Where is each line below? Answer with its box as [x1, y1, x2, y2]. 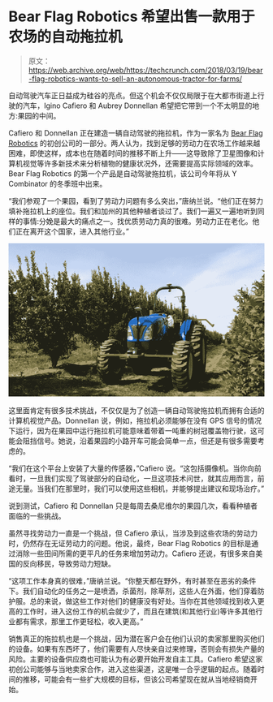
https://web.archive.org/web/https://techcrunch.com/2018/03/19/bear [28, 65, 263, 75]
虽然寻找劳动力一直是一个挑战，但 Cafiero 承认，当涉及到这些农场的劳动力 [8, 528, 258, 538]
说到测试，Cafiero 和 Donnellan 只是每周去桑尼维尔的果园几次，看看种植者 [8, 501, 258, 510]
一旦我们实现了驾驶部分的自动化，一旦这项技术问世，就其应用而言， [29, 473, 258, 483]
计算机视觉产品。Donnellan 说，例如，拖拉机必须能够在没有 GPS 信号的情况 [8, 416, 262, 425]
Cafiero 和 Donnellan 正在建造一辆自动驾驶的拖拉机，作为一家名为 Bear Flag [8, 127, 263, 138]
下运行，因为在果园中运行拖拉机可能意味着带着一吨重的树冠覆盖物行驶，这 [8, 425, 258, 435]
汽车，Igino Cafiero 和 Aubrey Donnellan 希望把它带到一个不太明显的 [22, 101, 253, 110]
